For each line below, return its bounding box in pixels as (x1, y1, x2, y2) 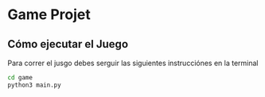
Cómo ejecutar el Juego (7, 37, 129, 51)
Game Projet (7, 6, 91, 24)
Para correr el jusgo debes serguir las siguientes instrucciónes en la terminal (7, 58, 259, 68)
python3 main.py (7, 81, 61, 89)
